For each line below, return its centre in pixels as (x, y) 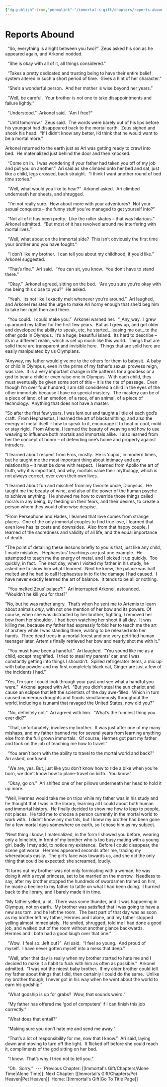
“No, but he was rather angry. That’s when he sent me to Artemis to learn (81, 604)
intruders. (15, 445)
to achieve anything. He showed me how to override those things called (79, 496)
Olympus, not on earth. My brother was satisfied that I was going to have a (82, 907)
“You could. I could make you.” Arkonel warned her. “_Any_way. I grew (82, 319)
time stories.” (19, 179)
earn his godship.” (24, 985)
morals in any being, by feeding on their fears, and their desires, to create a (82, 501)
